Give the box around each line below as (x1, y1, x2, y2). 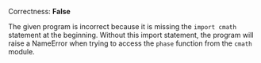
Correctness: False (8, 7, 71, 16)
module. (8, 47, 36, 56)
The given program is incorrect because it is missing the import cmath (8, 22, 236, 31)
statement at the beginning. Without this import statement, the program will (8, 31, 254, 39)
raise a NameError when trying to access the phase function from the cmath (8, 39, 252, 48)
